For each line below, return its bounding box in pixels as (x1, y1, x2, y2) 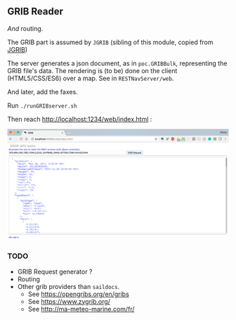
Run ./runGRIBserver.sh (7, 101, 77, 110)
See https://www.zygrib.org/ (27, 297, 111, 305)
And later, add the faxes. (7, 87, 79, 96)
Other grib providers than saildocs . (17, 282, 120, 290)
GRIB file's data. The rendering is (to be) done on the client (7, 66, 178, 75)
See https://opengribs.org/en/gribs (27, 290, 130, 298)
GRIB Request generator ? (17, 267, 93, 276)
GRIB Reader (7, 6, 64, 18)
